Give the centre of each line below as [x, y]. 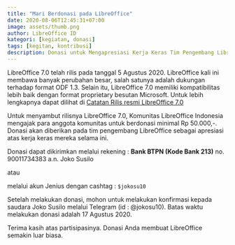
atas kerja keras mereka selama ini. [58, 138]
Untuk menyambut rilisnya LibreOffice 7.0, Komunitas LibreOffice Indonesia [115, 115]
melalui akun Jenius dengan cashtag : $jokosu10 [77, 186]
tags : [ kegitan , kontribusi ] [50, 46]
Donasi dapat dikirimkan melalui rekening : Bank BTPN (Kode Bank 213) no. [116, 151]
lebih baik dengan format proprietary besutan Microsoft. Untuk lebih [106, 94]
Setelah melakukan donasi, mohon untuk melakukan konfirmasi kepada [109, 199]
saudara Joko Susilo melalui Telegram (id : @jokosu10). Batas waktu [105, 207]
